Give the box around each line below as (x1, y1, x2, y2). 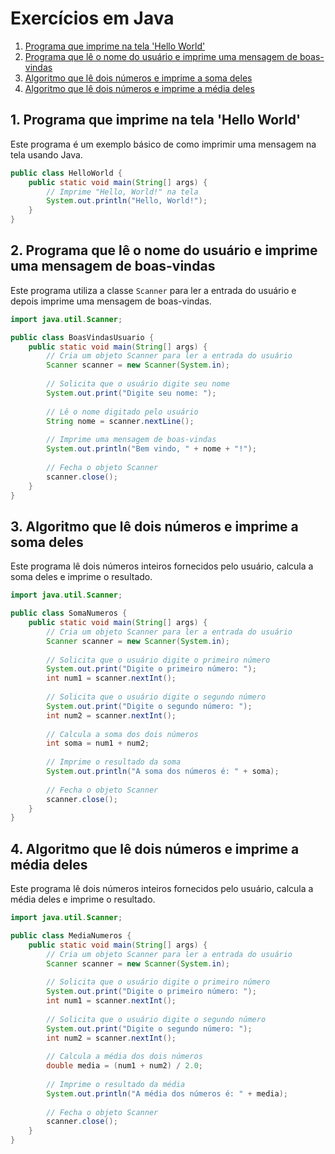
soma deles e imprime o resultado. (10, 571, 153, 583)
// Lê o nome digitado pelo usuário (46, 407, 199, 417)
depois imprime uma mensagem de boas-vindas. (10, 295, 212, 307)
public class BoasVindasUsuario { (10, 332, 155, 342)
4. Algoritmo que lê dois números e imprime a (10, 840, 300, 857)
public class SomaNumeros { (10, 608, 128, 619)
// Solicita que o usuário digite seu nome (46, 379, 230, 389)
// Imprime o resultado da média (46, 1079, 186, 1089)
